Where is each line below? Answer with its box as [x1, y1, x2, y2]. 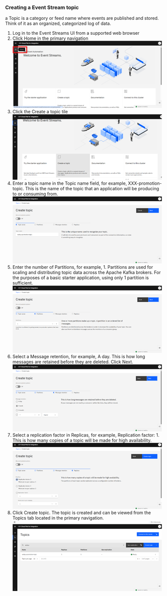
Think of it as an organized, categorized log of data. [5, 20, 111, 26]
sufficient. [12, 280, 33, 286]
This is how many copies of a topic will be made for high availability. [12, 437, 152, 443]
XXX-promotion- [128, 180, 162, 186]
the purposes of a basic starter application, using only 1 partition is [12, 275, 149, 281]
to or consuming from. [12, 191, 58, 197]
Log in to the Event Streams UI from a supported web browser [12, 30, 140, 36]
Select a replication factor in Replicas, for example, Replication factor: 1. [12, 432, 160, 438]
